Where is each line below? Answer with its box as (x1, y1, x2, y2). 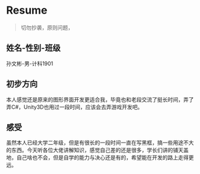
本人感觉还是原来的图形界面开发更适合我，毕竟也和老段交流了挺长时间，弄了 (6, 96, 194, 103)
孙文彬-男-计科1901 (6, 60, 54, 67)
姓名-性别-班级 (6, 43, 61, 53)
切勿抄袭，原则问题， (20, 24, 73, 31)
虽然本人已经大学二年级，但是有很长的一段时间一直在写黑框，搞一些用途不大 (6, 139, 194, 146)
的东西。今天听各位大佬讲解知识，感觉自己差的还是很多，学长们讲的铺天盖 (6, 147, 189, 154)
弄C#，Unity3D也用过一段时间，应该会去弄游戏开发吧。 (6, 103, 143, 110)
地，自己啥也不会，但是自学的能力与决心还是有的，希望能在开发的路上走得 (6, 154, 189, 161)
